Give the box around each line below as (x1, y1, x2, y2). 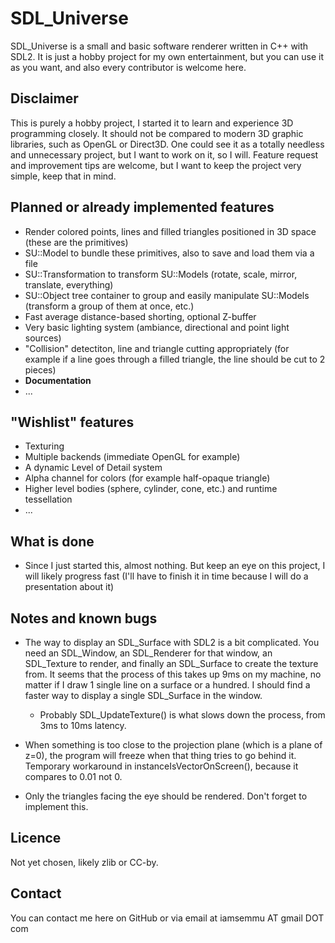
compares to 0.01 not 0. (24, 771, 123, 782)
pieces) (24, 363, 57, 376)
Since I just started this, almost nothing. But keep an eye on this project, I (24, 560, 326, 572)
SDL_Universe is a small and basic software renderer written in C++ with (10, 40, 309, 52)
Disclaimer (10, 90, 79, 107)
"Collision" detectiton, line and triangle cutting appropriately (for (24, 342, 290, 354)
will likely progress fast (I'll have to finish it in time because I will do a (24, 570, 309, 582)
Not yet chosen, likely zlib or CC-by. (10, 856, 159, 868)
